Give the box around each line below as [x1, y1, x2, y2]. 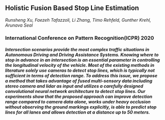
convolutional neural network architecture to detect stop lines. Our [5, 89, 146, 94]
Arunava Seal [5, 22, 33, 28]
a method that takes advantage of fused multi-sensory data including [5, 78, 153, 84]
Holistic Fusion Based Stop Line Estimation [5, 4, 139, 12]
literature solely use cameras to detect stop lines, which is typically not [5, 67, 155, 73]
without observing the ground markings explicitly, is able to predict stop [5, 104, 157, 110]
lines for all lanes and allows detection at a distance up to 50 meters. [5, 109, 150, 115]
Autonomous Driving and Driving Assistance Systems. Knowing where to [5, 52, 159, 58]
